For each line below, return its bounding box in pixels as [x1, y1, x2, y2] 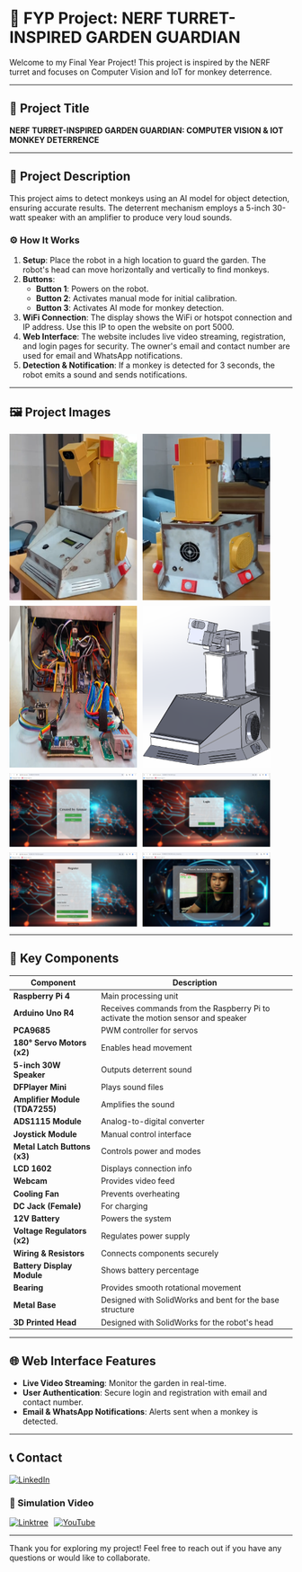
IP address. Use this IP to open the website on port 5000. [22, 321, 235, 332]
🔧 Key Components [9, 951, 120, 966]
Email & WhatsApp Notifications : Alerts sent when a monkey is [22, 1406, 259, 1417]
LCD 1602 [13, 1163, 52, 1174]
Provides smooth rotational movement [100, 1283, 242, 1293]
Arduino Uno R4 [13, 1008, 75, 1018]
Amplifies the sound [100, 1098, 175, 1109]
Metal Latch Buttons [13, 1141, 92, 1151]
